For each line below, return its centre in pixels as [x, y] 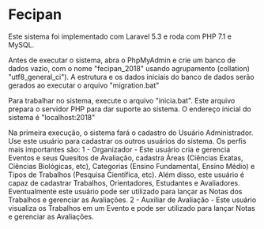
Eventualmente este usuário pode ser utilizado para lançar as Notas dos [125, 191]
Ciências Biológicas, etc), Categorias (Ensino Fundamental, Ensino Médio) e [132, 166]
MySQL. [21, 44]
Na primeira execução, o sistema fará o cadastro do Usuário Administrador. [131, 133]
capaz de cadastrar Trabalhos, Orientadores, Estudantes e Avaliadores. [124, 182]
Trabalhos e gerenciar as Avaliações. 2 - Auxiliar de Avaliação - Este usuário [132, 200]
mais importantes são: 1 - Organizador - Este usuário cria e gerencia [119, 149]
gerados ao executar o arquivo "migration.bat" [84, 85]
